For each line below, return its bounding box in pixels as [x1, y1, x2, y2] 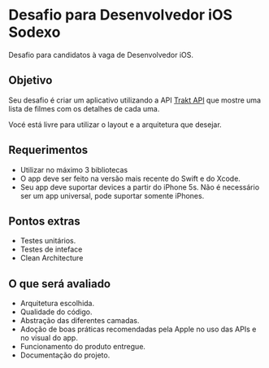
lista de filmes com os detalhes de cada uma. [8, 103, 160, 113]
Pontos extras [8, 214, 80, 228]
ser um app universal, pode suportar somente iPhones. [20, 191, 205, 200]
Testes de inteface [20, 244, 83, 254]
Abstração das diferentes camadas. [20, 316, 140, 326]
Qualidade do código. [20, 307, 93, 317]
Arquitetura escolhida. [20, 299, 95, 309]
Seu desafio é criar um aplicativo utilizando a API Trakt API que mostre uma [8, 95, 262, 105]
